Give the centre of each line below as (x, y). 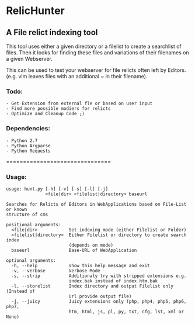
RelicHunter (36, 11)
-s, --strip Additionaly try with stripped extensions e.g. (99, 276)
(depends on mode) (91, 245)
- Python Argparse (28, 146)
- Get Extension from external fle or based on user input (79, 103)
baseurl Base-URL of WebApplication (74, 250)
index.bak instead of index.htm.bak (113, 281)
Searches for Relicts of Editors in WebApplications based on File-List (96, 204)
